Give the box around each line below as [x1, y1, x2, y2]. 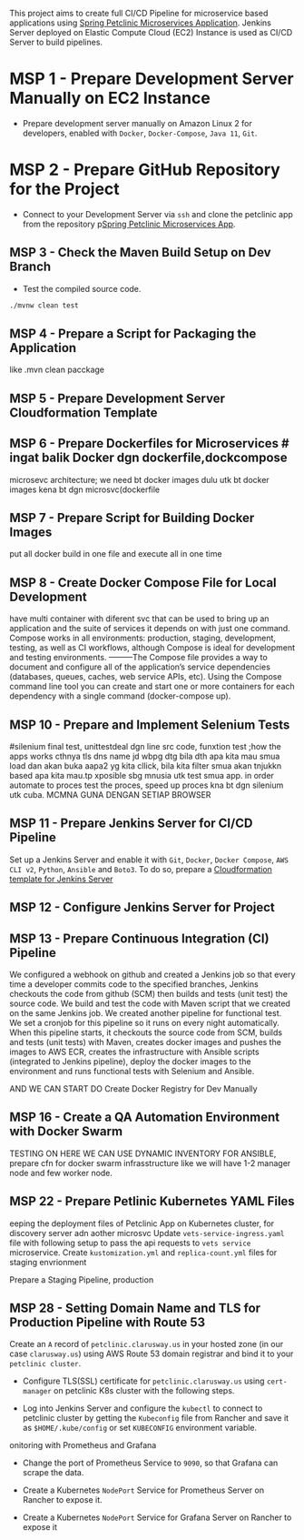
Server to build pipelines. [9, 36, 103, 47]
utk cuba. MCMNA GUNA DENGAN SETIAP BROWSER [9, 790, 211, 800]
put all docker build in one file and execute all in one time [9, 549, 222, 559]
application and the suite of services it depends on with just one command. [9, 623, 290, 634]
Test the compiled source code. [22, 283, 142, 294]
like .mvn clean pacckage [9, 364, 105, 376]
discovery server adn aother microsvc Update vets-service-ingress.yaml [9, 1227, 285, 1238]
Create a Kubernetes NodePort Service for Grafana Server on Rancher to [22, 1512, 292, 1523]
